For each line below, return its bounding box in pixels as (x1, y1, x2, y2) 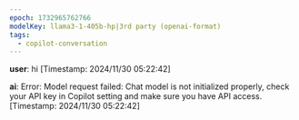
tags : (9, 30, 30, 39)
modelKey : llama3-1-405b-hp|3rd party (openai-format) (9, 22, 222, 31)
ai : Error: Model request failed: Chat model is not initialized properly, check (9, 81, 290, 92)
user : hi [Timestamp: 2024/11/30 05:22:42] (9, 64, 171, 75)
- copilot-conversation (17, 38, 107, 48)
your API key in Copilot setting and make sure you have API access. (9, 91, 263, 102)
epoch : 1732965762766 (9, 13, 92, 23)
